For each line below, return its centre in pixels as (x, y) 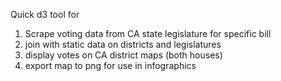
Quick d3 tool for (45, 14)
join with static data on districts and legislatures (123, 44)
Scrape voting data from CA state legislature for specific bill (148, 33)
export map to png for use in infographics (110, 65)
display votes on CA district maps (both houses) (123, 55)
